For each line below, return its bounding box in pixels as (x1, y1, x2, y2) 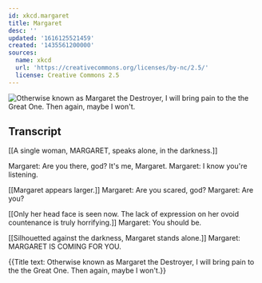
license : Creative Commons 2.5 (15, 71, 120, 79)
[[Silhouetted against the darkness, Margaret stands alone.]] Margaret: (8, 233, 241, 243)
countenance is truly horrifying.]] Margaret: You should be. (8, 217, 202, 228)
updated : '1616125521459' (8, 34, 94, 42)
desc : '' (8, 26, 38, 34)
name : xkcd (15, 57, 52, 65)
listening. (8, 169, 38, 180)
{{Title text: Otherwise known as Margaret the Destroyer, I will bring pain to (8, 257, 255, 267)
